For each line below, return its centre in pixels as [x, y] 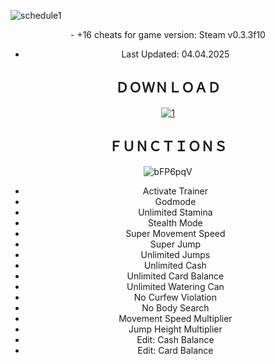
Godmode [175, 201]
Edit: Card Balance [175, 350]
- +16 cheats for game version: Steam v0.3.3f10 [168, 34]
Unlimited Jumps [175, 254]
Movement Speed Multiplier [175, 318]
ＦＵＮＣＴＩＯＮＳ [168, 146]
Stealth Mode [175, 222]
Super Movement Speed [175, 233]
